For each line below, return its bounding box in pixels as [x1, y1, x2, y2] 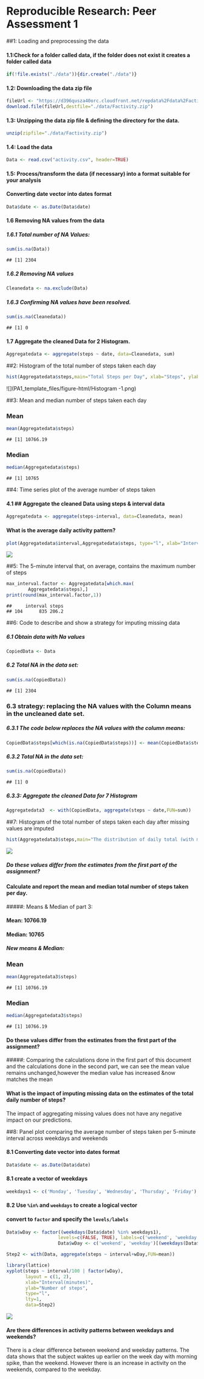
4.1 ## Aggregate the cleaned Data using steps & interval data [6, 500, 165, 507]
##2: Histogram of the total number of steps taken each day [6, 362, 157, 369]
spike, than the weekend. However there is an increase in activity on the [6, 1360, 186, 1367]
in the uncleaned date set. [6, 709, 85, 718]
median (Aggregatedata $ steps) [6, 464, 80, 471]
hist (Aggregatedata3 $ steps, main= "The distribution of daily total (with [6, 836, 194, 843]
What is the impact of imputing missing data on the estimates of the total [6, 1089, 194, 1097]
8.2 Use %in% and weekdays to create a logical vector [6, 1201, 138, 1209]
